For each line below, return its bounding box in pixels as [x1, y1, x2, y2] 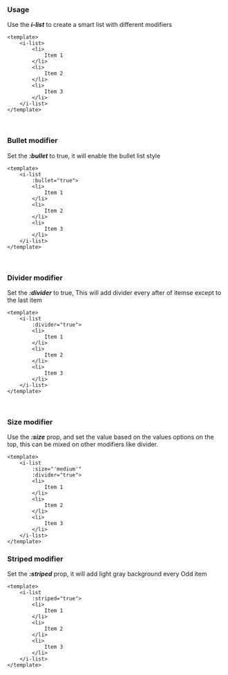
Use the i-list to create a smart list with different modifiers [7, 21, 173, 29]
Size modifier [7, 417, 53, 426]
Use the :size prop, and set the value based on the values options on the [7, 433, 214, 441]
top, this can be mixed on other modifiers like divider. [7, 440, 159, 448]
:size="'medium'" [32, 466, 82, 473]
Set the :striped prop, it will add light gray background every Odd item [7, 570, 207, 578]
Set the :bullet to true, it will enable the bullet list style [7, 151, 161, 160]
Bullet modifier [7, 136, 58, 146]
